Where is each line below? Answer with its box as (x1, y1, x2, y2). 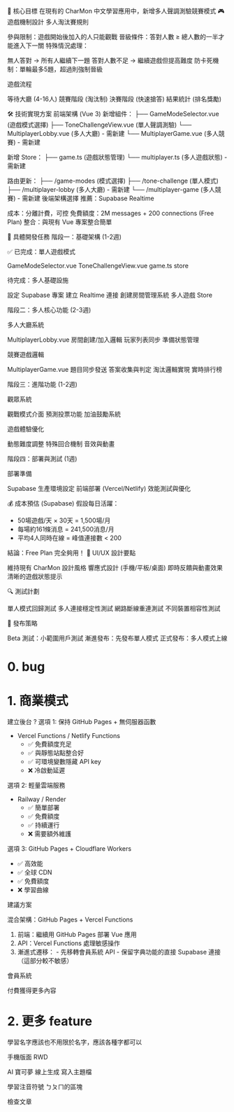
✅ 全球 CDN (17, 868, 52, 877)
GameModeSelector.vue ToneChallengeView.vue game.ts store (7, 262, 189, 270)
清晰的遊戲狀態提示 (7, 572, 63, 581)
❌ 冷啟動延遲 (27, 766, 66, 774)
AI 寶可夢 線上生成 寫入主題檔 (7, 1068, 92, 1076)
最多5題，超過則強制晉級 (31, 65, 103, 73)
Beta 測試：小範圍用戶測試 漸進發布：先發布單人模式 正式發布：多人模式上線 (7, 634, 228, 642)
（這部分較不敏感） (17, 957, 73, 965)
